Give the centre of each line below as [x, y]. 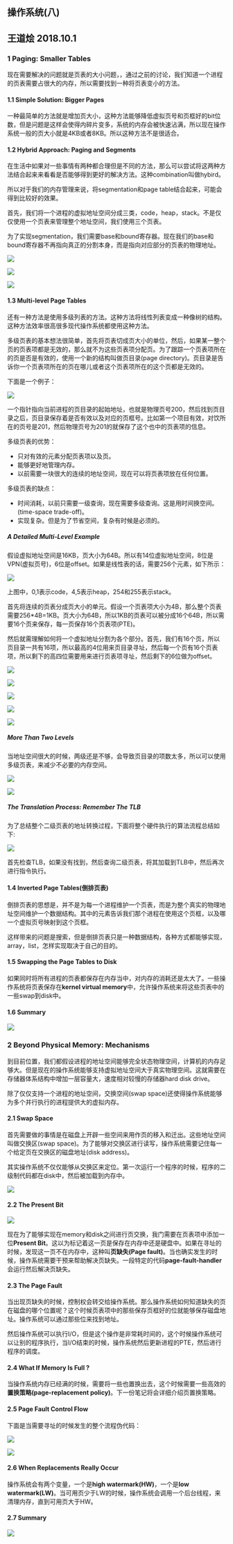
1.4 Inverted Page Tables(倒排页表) [58, 888]
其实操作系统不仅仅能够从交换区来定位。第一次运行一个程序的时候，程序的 [113, 1166]
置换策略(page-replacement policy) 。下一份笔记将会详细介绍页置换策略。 [114, 1392]
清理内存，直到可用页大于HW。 [52, 1502]
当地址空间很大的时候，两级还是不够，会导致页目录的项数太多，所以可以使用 [116, 756]
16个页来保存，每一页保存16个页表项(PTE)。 [76, 624]
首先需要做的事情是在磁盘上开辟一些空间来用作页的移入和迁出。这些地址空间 [116, 1134]
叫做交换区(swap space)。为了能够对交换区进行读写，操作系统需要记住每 [112, 1143]
